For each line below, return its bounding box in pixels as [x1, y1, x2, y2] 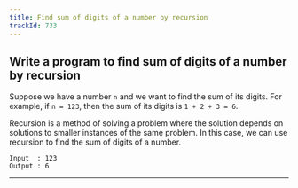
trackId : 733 [9, 21, 58, 30]
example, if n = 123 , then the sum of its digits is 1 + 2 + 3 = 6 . [9, 101, 239, 112]
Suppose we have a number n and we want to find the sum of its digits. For [9, 91, 282, 102]
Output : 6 [9, 161, 50, 171]
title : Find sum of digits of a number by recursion [9, 12, 208, 22]
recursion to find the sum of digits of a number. [9, 137, 182, 147]
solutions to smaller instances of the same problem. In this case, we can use [9, 128, 288, 138]
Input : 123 [9, 154, 58, 163]
